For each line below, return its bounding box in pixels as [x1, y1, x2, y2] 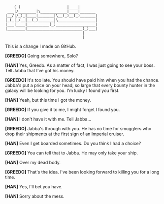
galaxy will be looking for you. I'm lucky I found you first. [5, 87, 120, 93]
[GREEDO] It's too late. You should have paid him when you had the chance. [5, 77, 160, 83]
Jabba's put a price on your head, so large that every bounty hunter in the [5, 83, 155, 88]
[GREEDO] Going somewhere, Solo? [5, 53, 78, 58]
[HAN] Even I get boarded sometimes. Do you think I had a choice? [5, 141, 141, 146]
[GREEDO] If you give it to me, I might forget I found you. [5, 107, 120, 113]
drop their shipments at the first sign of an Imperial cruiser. [5, 131, 125, 137]
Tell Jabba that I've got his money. [5, 68, 75, 73]
